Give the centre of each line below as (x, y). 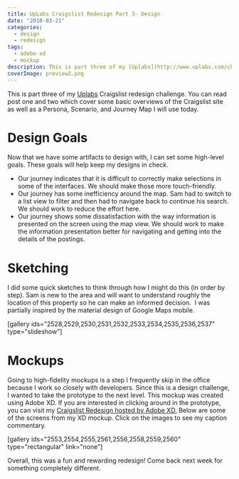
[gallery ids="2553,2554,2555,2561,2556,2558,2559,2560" (94, 439)
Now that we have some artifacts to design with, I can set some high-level (116, 157)
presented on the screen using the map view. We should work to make (121, 224)
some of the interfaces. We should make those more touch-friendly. (117, 186)
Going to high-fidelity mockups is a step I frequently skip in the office (109, 380)
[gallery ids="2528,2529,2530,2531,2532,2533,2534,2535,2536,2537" (111, 324)
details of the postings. (51, 239)
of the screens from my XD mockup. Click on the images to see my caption (117, 418)
